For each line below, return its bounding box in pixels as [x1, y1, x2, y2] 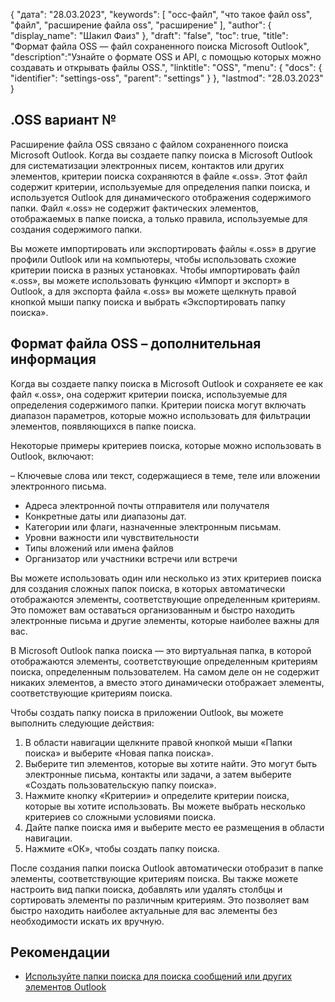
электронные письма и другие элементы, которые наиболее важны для [10, 614, 320, 626]
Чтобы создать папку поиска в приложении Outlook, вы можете [10, 706, 284, 718]
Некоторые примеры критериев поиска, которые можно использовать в [10, 439, 322, 451]
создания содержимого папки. [10, 223, 143, 235]
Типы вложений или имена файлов [24, 542, 174, 554]
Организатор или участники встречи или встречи [24, 552, 238, 564]
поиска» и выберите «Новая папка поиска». [24, 747, 215, 759]
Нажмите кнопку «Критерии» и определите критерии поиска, [24, 789, 290, 801]
